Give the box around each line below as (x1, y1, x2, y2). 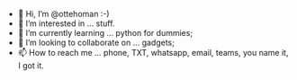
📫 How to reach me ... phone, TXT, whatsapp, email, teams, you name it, (17, 48, 289, 58)
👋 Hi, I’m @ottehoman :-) (17, 9, 110, 19)
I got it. (17, 60, 44, 71)
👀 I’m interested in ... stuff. (17, 18, 115, 29)
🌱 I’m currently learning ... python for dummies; (17, 28, 193, 38)
